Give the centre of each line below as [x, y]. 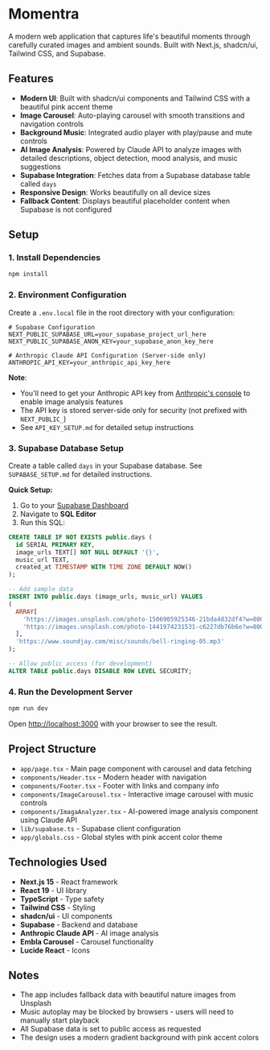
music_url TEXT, [43, 560]
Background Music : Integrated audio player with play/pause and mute [136, 132]
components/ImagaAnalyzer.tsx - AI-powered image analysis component [139, 811]
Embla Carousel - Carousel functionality [87, 941]
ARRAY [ [27, 612]
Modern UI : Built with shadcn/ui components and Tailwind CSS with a [135, 98]
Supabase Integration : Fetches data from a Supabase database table [135, 175]
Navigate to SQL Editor [58, 514]
